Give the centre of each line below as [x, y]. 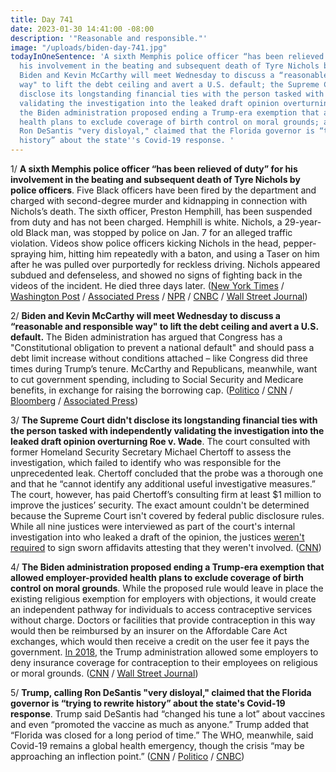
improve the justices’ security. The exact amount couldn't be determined [160, 505]
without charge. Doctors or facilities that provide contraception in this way [163, 620]
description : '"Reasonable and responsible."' [109, 38]
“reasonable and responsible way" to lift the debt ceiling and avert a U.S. [164, 326]
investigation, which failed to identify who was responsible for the [146, 462]
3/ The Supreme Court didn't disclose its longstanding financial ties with [164, 420]
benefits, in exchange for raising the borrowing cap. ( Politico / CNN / [151, 390]
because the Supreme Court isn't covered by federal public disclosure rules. [167, 515]
